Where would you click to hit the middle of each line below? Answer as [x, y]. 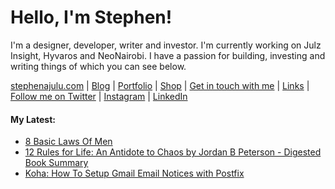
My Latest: [33, 119]
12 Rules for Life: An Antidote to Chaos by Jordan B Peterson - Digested [173, 152]
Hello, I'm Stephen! [91, 17]
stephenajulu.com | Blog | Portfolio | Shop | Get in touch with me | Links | [160, 85]
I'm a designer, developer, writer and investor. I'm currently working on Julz [166, 45]
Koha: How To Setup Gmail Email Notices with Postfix [134, 173]
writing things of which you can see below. [98, 66]
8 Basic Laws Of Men [68, 142]
